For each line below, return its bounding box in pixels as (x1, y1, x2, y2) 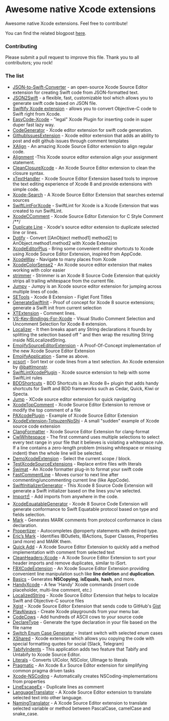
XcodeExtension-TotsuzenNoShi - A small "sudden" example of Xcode (12, 418, 159, 424)
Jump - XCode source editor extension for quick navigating (12, 396, 136, 402)
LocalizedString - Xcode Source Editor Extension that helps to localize (12, 592, 158, 598)
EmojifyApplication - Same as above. (12, 353, 89, 359)
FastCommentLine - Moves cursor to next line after (12, 471, 119, 477)
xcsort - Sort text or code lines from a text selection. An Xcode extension (12, 358, 164, 364)
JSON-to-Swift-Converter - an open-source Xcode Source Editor (12, 84, 148, 90)
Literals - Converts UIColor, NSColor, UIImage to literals (12, 657, 128, 663)
